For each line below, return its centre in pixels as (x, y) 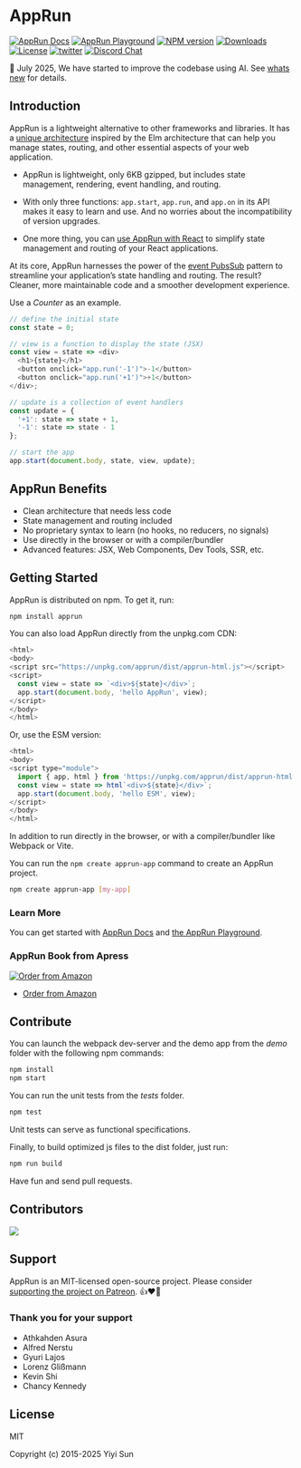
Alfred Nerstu (47, 1347)
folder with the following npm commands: (87, 1053)
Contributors (47, 1209)
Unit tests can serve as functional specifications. (100, 1130)
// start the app (42, 453)
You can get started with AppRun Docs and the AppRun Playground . (136, 932)
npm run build (36, 1164)
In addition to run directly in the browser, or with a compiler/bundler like (142, 836)
